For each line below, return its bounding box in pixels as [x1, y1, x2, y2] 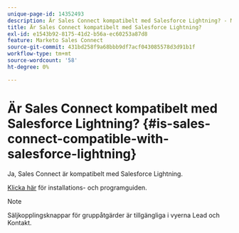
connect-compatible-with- [7, 130, 169, 147]
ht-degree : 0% [7, 63, 50, 71]
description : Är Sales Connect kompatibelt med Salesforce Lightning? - [7, 17, 228, 24]
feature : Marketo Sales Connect [7, 37, 103, 44]
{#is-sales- [142, 115, 211, 132]
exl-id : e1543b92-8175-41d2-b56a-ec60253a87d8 [7, 30, 148, 38]
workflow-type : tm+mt [7, 51, 72, 58]
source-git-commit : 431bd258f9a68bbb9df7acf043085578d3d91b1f [7, 43, 196, 51]
